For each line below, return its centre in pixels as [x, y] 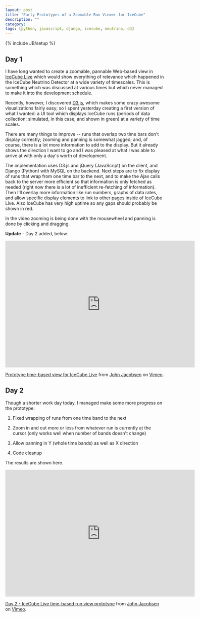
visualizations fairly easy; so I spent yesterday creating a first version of [80, 108]
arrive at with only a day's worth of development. [56, 156]
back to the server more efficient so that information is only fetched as [79, 182]
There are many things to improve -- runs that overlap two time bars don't [82, 134]
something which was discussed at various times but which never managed [84, 87]
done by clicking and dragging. [37, 224]
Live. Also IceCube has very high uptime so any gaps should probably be [81, 203]
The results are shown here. [34, 462]
